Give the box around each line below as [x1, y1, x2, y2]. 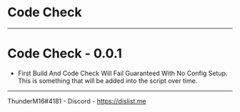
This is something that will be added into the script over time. [17, 76, 198, 85]
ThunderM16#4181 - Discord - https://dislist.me [7, 96, 146, 105]
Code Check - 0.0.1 [7, 45, 123, 62]
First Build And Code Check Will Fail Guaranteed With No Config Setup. [17, 69, 228, 77]
